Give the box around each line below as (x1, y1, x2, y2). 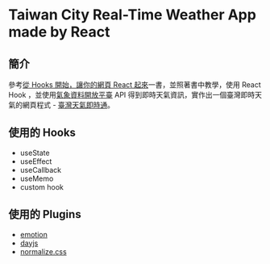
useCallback (19, 165, 62, 174)
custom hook (19, 182, 64, 191)
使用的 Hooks (8, 126, 77, 140)
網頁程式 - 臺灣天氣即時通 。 (22, 100, 115, 110)
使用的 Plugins (8, 207, 82, 221)
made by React (8, 23, 110, 41)
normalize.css (19, 246, 67, 256)
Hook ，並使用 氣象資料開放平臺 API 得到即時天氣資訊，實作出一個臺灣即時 (8, 90, 255, 99)
